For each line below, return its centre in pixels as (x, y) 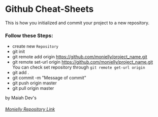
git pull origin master (33, 88)
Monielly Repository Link (30, 109)
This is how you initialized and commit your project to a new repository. (77, 23)
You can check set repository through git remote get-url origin (79, 67)
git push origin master (34, 83)
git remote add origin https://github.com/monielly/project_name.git (80, 57)
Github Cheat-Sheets (49, 9)
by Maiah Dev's (21, 98)
